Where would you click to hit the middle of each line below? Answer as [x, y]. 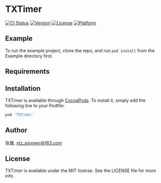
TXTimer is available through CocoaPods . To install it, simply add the [75, 100]
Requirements [27, 71]
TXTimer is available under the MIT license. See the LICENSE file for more [81, 171]
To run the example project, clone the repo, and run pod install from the [80, 50]
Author [16, 130]
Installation [23, 88]
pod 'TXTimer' [20, 115]
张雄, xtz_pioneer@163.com [34, 143]
